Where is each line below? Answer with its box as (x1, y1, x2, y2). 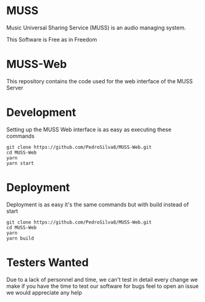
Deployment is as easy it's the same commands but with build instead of (6, 200, 189, 208)
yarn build (6, 235, 34, 241)
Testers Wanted (6, 255, 89, 270)
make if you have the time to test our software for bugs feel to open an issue (6, 282, 199, 290)
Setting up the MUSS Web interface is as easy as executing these (6, 126, 172, 133)
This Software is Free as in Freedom (6, 36, 97, 43)
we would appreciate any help (6, 289, 83, 296)
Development (6, 105, 76, 119)
